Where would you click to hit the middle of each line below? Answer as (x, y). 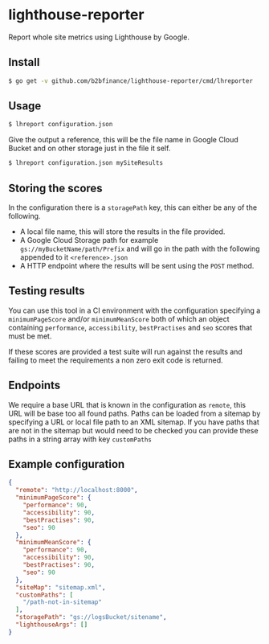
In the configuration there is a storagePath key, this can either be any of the (133, 207)
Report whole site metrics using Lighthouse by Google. (99, 37)
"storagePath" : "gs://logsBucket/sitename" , (91, 617)
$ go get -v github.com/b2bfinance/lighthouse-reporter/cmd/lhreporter (130, 81)
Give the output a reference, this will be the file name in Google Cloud (123, 140)
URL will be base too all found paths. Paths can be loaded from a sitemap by (134, 413)
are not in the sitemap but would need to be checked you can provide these (133, 430)
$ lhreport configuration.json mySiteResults (86, 163)
